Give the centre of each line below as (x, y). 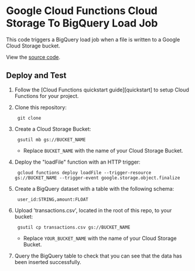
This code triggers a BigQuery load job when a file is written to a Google (93, 39)
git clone (29, 118)
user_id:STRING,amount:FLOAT (53, 199)
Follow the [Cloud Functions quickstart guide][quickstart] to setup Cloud (102, 90)
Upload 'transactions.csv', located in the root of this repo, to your (93, 210)
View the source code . (33, 57)
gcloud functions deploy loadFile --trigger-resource (84, 172)
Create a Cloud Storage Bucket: (53, 129)
